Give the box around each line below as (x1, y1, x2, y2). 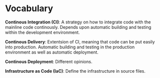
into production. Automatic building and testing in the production (5, 44, 135, 50)
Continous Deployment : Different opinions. (5, 58, 93, 64)
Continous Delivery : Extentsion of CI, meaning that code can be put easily (5, 39, 155, 44)
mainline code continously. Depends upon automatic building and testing (5, 24, 152, 30)
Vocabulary (5, 3, 53, 14)
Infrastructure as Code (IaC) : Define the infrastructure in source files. (5, 68, 145, 74)
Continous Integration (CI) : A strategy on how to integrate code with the (5, 19, 151, 25)
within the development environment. (5, 29, 80, 35)
